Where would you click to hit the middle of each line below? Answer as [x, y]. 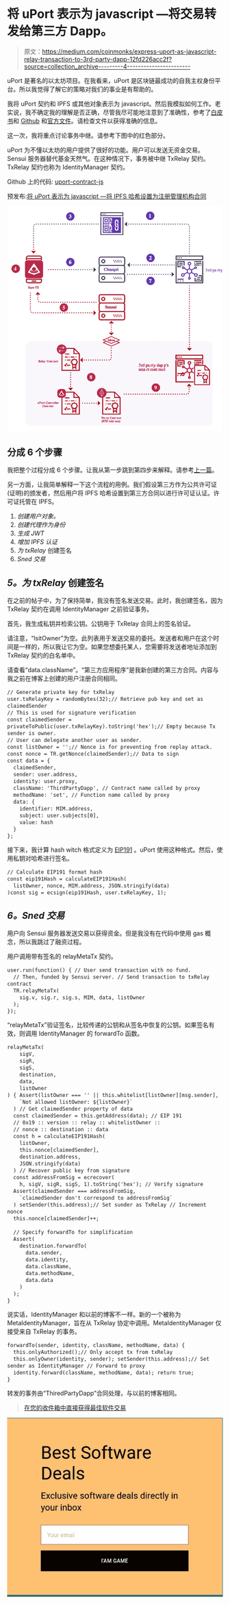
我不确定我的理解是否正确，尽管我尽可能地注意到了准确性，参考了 [118, 112]
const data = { [29, 761]
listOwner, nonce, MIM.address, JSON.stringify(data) [91, 886]
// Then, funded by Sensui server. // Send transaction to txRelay [112, 977]
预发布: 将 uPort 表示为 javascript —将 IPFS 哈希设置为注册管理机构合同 [107, 196]
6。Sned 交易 [36, 915]
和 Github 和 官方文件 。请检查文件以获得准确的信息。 [87, 121]
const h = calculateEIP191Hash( [60, 1136]
